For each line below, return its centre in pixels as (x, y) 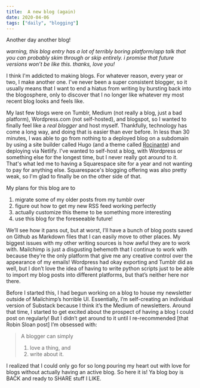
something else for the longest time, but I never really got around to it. (92, 157)
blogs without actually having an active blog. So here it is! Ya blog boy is (95, 372)
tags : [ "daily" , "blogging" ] (42, 23)
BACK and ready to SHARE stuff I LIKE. (54, 378)
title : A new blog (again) (41, 12)
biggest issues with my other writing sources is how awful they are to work (98, 243)
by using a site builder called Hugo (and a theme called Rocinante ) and (93, 145)
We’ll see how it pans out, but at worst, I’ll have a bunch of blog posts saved (99, 231)
